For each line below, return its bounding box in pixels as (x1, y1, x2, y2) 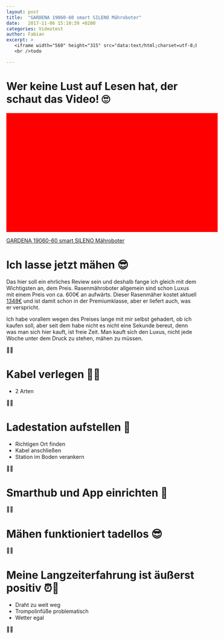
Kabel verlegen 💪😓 (6, 367, 101, 381)
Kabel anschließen (14, 446, 62, 454)
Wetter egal (14, 614, 44, 621)
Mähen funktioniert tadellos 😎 (6, 527, 163, 541)
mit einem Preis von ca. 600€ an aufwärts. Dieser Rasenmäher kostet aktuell (6, 291, 197, 298)
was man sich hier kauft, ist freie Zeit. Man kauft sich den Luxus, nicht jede (6, 328, 193, 335)
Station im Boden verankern (14, 453, 85, 460)
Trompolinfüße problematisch (14, 608, 89, 615)
